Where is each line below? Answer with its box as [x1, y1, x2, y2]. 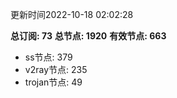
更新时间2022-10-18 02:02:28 [10, 9, 134, 20]
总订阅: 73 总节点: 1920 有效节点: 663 [10, 30, 167, 42]
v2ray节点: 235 [24, 64, 88, 75]
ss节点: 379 [24, 51, 73, 63]
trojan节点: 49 [24, 76, 83, 88]
